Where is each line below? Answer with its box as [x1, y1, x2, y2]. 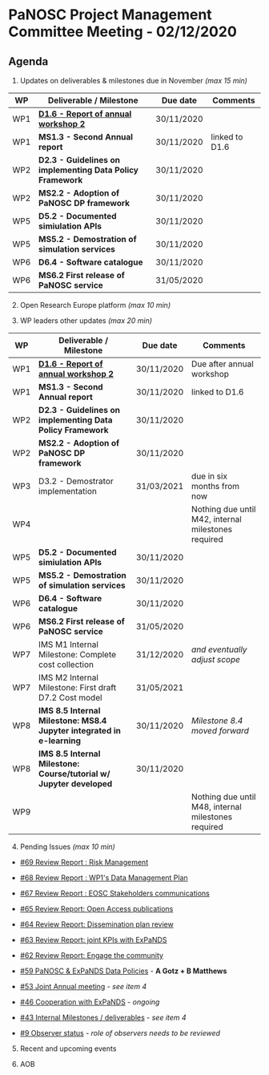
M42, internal [191, 514, 242, 524]
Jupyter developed [38, 778, 113, 789]
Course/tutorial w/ [38, 768, 110, 779]
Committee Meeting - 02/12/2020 [8, 22, 238, 41]
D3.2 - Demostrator [38, 475, 114, 487]
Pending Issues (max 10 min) [19, 842, 116, 851]
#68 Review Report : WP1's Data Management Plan [19, 873, 188, 883]
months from [191, 481, 240, 491]
